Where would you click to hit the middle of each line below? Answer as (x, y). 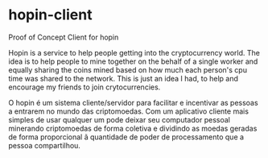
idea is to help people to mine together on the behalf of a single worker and (133, 61)
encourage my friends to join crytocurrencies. (85, 87)
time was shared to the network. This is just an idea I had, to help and (124, 78)
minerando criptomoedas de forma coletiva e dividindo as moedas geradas (133, 128)
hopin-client (50, 15)
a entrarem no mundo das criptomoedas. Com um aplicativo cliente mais (129, 111)
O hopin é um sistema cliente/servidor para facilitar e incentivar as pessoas (134, 102)
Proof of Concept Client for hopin (64, 37)
